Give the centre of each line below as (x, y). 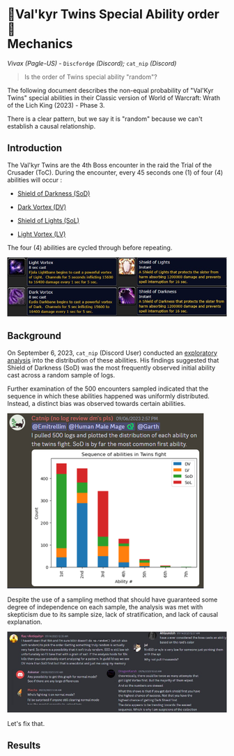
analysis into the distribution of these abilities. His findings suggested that (113, 360)
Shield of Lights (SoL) (48, 220)
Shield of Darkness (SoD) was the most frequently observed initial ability (111, 368)
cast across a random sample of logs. (61, 375)
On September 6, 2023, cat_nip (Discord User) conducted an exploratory (112, 353)
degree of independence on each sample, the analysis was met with (105, 606)
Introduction (35, 148)
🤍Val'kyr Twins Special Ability (96, 14)
